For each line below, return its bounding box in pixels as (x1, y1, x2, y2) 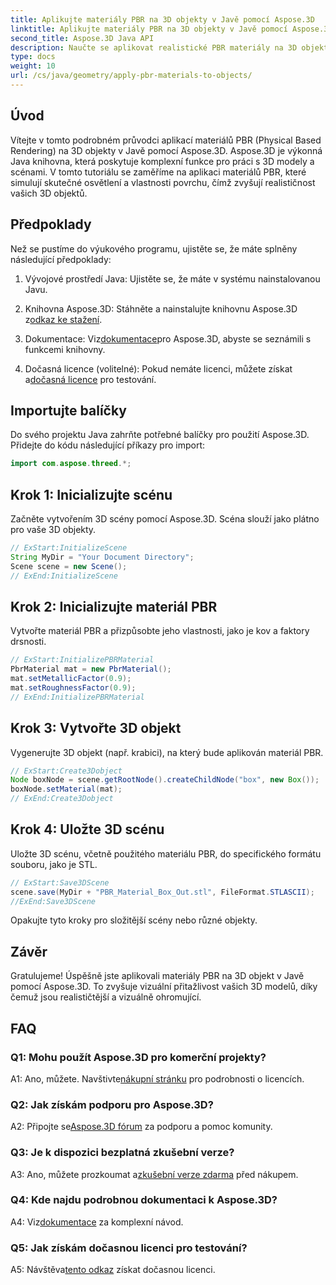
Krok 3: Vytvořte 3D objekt (10, 720, 182, 737)
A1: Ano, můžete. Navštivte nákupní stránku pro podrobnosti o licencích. (10, 1072, 305, 1085)
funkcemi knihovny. (24, 343, 106, 355)
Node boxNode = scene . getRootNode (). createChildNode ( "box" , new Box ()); (10, 775, 320, 785)
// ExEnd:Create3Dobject (10, 794, 114, 804)
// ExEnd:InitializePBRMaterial (10, 692, 145, 702)
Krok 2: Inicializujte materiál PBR (10, 598, 218, 615)
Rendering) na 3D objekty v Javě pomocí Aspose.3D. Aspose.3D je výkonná (10, 144, 323, 156)
